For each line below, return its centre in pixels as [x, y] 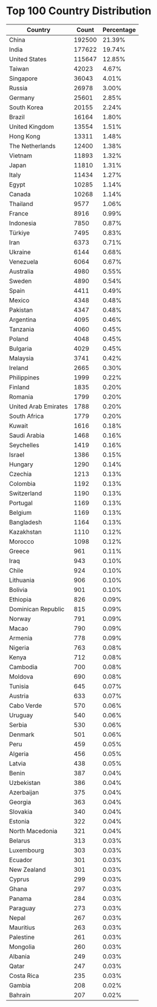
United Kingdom [32, 126]
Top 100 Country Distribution [79, 11]
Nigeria [19, 647]
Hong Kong [25, 136]
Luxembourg [27, 850]
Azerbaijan [24, 792]
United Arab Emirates [39, 406]
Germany [22, 97]
